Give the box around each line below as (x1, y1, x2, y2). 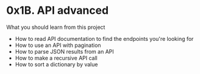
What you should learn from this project (6, 23, 105, 31)
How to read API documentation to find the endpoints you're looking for (15, 35, 194, 42)
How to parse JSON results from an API (15, 48, 114, 55)
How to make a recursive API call (15, 54, 98, 61)
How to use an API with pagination (15, 42, 101, 49)
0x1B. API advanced (6, 4, 109, 17)
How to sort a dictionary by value (15, 61, 98, 68)
